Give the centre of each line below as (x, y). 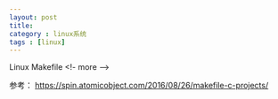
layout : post (33, 17)
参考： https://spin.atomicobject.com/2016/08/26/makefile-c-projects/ (139, 86)
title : (21, 26)
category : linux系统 (48, 34)
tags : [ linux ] (37, 42)
